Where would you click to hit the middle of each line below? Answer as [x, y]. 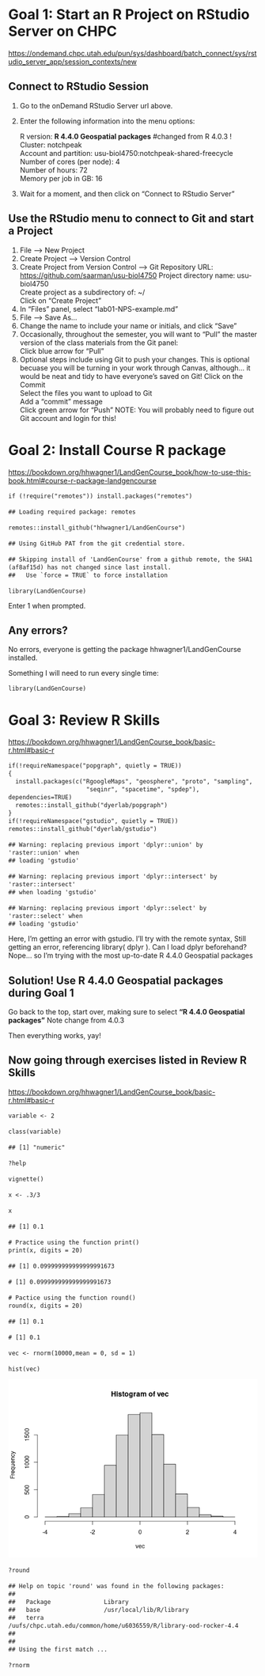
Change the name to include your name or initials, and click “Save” [128, 325]
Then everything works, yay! [55, 1036]
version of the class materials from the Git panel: [99, 343]
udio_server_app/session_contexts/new [72, 62]
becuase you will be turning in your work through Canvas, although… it [135, 368]
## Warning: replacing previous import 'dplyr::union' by [106, 845]
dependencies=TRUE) [40, 798]
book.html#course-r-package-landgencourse [82, 480]
